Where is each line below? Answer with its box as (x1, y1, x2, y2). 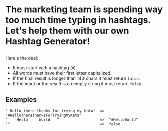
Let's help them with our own (5, 25, 129, 36)
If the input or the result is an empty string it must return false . (12, 81, 143, 87)
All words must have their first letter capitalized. (12, 70, 112, 76)
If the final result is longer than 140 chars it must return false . (12, 75, 140, 81)
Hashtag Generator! (5, 36, 90, 47)
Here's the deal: (5, 55, 39, 61)
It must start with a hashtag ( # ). (12, 65, 77, 71)
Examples (5, 95, 37, 104)
